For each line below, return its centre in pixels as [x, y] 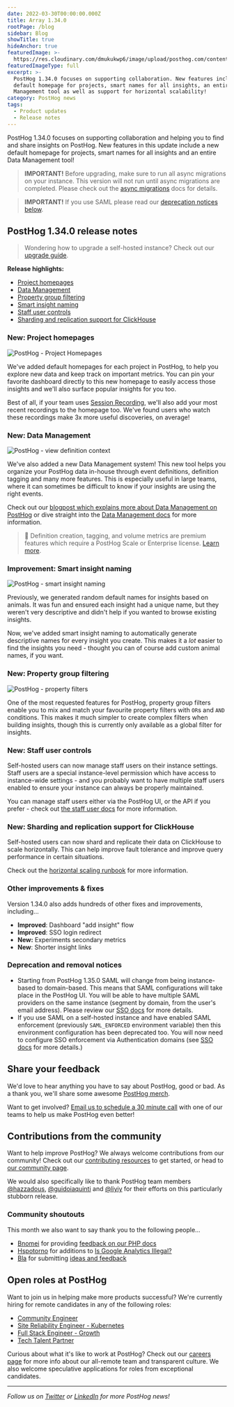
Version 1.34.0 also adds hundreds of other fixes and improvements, [105, 904]
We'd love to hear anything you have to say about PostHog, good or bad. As [116, 1086]
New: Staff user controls [49, 750]
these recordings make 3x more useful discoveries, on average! [99, 417]
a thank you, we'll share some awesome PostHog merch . [89, 1093]
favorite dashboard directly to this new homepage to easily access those [111, 381]
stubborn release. [32, 1197]
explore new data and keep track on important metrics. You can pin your [111, 374]
